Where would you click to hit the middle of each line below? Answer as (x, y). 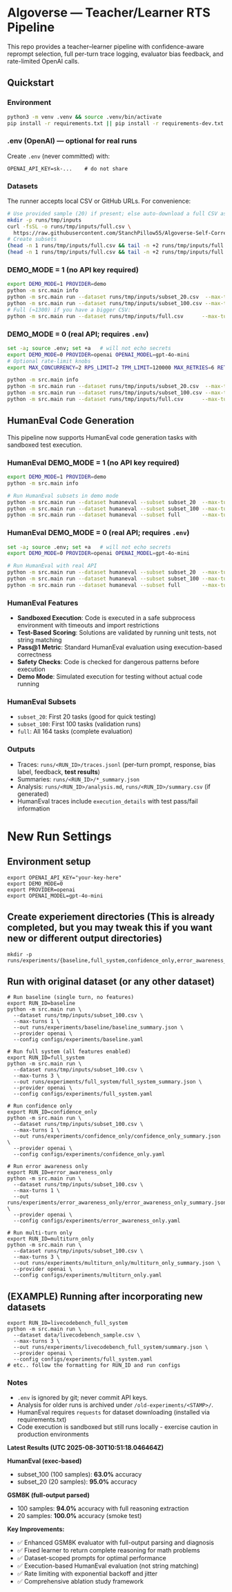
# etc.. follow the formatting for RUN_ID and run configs (94, 1366)
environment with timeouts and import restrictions (88, 625)
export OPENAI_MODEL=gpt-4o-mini (55, 895)
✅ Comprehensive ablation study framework (80, 1582)
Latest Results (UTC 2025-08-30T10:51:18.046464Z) (86, 1448)
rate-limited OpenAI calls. (43, 61)
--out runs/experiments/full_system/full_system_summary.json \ (108, 1082)
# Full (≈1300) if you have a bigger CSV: (69, 310)
